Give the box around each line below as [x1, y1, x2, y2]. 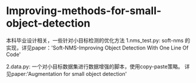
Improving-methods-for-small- [6, 4, 162, 18]
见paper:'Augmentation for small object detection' [6, 70, 127, 77]
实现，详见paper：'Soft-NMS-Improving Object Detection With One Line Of [6, 44, 189, 51]
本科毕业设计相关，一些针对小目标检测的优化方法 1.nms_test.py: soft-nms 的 [6, 36, 190, 44]
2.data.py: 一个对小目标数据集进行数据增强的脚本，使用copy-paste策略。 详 [6, 63, 190, 70]
